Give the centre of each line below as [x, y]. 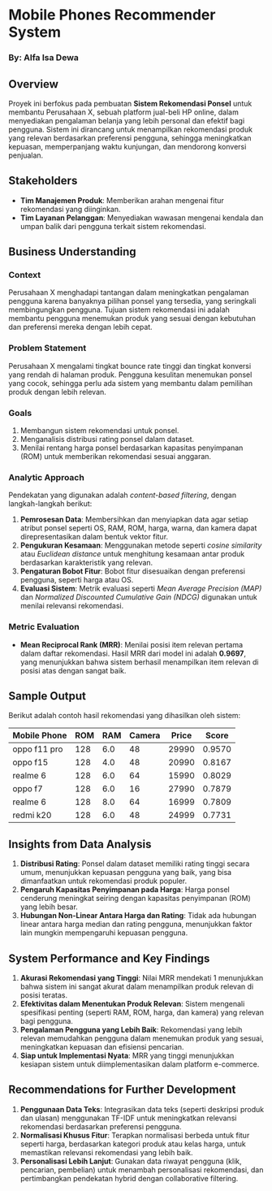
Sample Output [47, 696]
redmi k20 [32, 816]
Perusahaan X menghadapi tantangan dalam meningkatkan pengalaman [129, 292]
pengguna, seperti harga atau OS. [77, 580]
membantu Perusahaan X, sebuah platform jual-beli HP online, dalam [124, 112]
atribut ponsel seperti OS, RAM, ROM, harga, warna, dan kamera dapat [138, 528]
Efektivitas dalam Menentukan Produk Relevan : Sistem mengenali [132, 1004]
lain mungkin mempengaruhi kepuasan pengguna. [104, 933]
